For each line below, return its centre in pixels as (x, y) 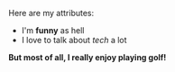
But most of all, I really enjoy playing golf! (87, 57)
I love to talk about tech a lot (74, 40)
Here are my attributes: (51, 13)
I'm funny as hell (53, 30)
